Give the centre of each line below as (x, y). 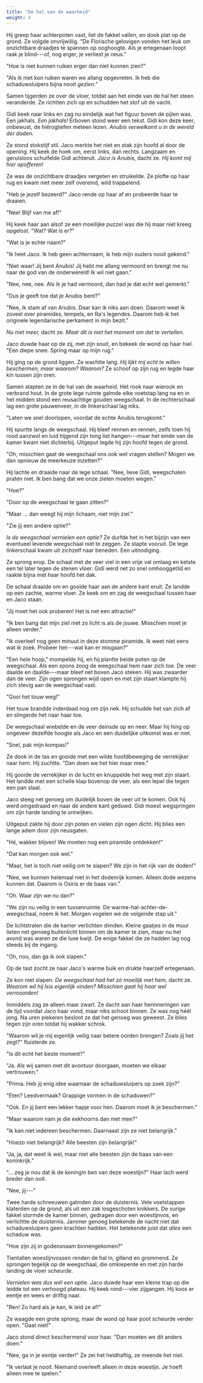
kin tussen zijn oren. (31, 375)
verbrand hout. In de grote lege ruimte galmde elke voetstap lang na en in (98, 393)
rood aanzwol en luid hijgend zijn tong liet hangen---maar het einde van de (100, 436)
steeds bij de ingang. (32, 944)
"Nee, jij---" (21, 1190)
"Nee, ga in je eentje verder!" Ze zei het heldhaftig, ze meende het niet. (95, 1355)
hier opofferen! (25, 164)
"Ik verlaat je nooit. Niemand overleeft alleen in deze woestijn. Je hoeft (95, 1367)
